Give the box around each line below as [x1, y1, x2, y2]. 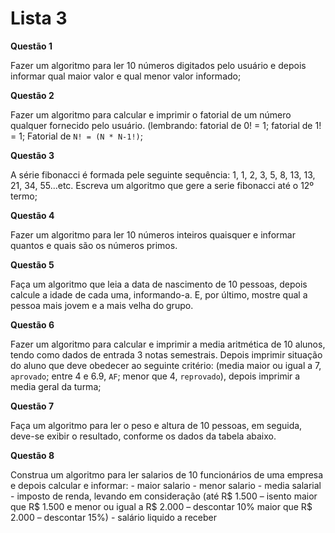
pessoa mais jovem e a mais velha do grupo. [10, 299, 194, 311]
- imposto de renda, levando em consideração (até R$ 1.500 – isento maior [10, 490, 318, 502]
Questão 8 [10, 449, 55, 461]
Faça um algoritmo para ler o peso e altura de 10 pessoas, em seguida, [10, 419, 303, 431]
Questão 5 [10, 258, 55, 271]
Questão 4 [10, 209, 55, 221]
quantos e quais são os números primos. [10, 239, 178, 251]
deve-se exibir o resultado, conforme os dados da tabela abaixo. [10, 430, 277, 442]
